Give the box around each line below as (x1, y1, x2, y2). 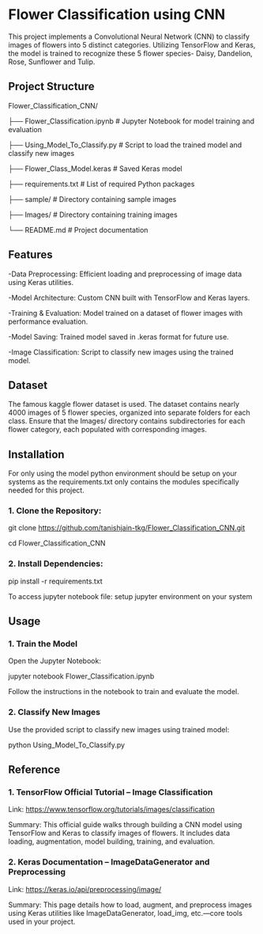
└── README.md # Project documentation (8, 225, 148, 234)
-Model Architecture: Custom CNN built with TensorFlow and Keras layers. (8, 293, 250, 302)
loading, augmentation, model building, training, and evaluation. (8, 837, 216, 846)
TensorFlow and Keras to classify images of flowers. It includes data (8, 829, 231, 838)
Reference (8, 763, 61, 776)
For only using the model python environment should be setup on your (8, 469, 237, 478)
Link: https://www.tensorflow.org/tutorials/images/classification (8, 805, 216, 814)
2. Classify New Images (8, 707, 101, 718)
